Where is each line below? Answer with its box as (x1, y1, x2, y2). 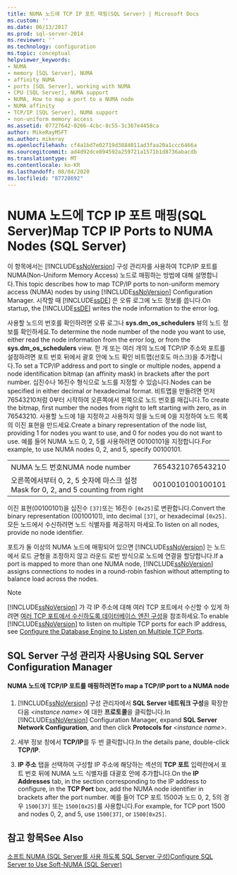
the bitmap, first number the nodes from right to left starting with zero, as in (7, 404, 227, 412)
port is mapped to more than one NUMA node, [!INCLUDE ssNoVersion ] (7, 560, 214, 568)
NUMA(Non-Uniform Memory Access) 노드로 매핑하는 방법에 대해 (7, 271, 194, 279)
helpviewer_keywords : (7, 57, 71, 64)
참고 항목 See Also (7, 832, 84, 844)
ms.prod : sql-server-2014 (7, 30, 83, 37)
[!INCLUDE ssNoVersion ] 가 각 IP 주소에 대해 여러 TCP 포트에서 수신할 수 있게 (7, 603, 223, 612)
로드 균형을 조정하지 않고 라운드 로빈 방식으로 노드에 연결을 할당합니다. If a (20, 552, 224, 560)
